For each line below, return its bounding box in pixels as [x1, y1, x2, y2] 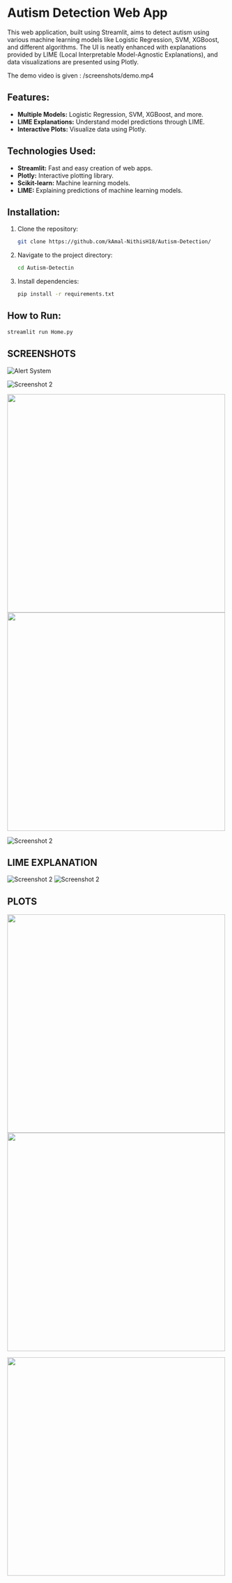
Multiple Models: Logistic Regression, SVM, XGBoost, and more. [17, 110, 204, 118]
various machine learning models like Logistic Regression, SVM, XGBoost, [7, 35, 219, 43]
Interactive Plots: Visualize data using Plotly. [17, 124, 147, 133]
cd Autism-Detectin [17, 264, 75, 272]
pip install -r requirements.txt [17, 291, 115, 298]
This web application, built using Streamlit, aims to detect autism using [7, 28, 210, 36]
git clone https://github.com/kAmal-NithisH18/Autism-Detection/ [17, 238, 211, 245]
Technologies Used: [7, 145, 96, 157]
